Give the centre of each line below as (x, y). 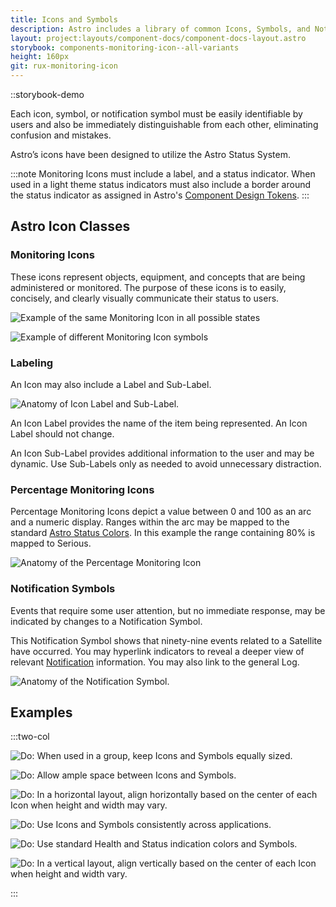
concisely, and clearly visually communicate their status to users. (145, 298)
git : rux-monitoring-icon (64, 66)
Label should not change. (62, 433)
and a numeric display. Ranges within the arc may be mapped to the (150, 522)
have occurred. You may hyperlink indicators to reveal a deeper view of (157, 651)
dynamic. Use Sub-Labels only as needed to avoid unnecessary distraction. (166, 463)
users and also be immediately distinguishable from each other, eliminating (164, 124)
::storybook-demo (47, 94)
